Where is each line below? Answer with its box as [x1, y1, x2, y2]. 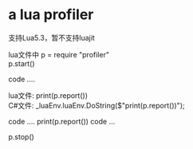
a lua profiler [8, 6, 94, 24]
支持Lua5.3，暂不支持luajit [8, 33, 96, 42]
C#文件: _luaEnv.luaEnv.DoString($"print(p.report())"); [8, 100, 185, 110]
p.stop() [8, 131, 34, 141]
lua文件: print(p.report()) [8, 90, 88, 100]
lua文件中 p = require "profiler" [8, 49, 110, 59]
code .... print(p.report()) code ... [8, 116, 116, 126]
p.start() [8, 58, 35, 69]
